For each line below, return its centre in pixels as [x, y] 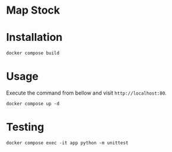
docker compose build [33, 53]
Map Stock [33, 10]
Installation [34, 38]
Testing [25, 127]
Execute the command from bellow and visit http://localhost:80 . [87, 93]
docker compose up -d [33, 104]
